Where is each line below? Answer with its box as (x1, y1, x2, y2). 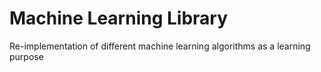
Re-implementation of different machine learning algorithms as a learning (9, 40, 311, 52)
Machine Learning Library (9, 7, 229, 30)
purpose (9, 50, 44, 62)
